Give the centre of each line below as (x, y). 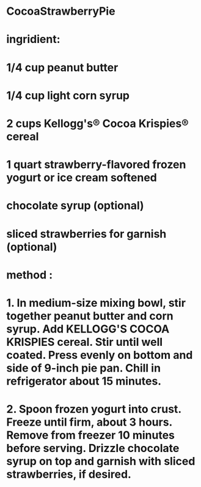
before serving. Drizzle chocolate (93, 448)
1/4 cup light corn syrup (68, 95)
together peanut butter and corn (90, 316)
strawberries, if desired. (69, 474)
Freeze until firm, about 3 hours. (90, 422)
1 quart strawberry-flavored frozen (96, 165)
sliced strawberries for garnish (86, 234)
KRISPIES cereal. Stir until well (85, 342)
